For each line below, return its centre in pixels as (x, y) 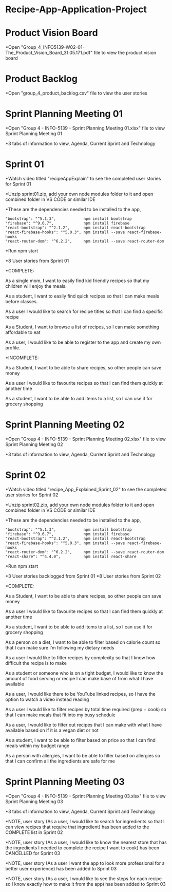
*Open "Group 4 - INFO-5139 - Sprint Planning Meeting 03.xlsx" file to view (85, 796)
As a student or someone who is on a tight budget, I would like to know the (84, 673)
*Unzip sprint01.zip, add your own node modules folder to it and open (79, 194)
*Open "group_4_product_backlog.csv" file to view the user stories (76, 93)
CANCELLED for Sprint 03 (33, 853)
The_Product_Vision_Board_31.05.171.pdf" (49, 53)
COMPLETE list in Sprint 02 (34, 832)
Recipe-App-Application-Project (76, 10)
